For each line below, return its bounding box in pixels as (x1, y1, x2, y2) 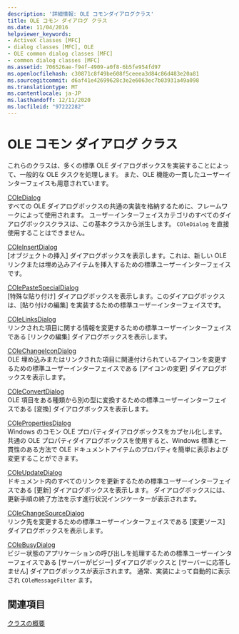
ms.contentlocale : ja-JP (7, 90, 81, 97)
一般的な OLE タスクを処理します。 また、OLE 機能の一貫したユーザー (19, 170, 225, 178)
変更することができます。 (7, 454, 82, 462)
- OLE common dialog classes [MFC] (7, 51, 113, 58)
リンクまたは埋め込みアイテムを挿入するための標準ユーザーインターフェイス (7, 260, 232, 268)
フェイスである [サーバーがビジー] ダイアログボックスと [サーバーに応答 (13, 558, 225, 566)
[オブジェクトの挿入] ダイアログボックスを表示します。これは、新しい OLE (7, 251, 227, 260)
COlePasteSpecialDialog (7, 283, 79, 292)
